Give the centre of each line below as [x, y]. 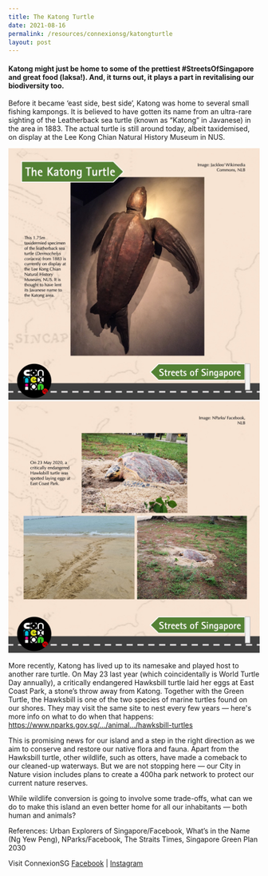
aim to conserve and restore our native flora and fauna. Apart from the [124, 749]
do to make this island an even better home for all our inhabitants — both [128, 807]
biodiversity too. [36, 85]
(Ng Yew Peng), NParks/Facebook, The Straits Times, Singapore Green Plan [133, 839]
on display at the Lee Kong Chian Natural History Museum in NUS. [117, 137]
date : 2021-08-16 [37, 25]
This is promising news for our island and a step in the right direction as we [132, 741]
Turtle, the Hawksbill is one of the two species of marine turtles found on [128, 700]
